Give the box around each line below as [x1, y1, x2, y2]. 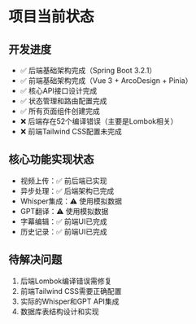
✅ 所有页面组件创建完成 [20, 107, 100, 116]
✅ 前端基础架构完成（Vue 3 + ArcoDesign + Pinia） [20, 76, 193, 85]
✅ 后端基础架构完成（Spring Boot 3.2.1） [20, 66, 157, 75]
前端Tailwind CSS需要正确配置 [20, 286, 122, 296]
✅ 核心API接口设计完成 [20, 86, 98, 95]
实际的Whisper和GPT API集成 [20, 296, 120, 306]
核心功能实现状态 [8, 152, 94, 167]
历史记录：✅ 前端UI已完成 [20, 226, 107, 236]
